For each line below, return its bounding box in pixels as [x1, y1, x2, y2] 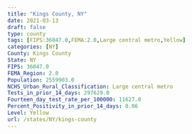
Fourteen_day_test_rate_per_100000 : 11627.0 [7, 96, 142, 104]
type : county [7, 30, 46, 38]
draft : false [7, 23, 46, 30]
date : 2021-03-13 [7, 17, 59, 24]
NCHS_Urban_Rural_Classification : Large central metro [7, 83, 174, 90]
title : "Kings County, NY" [7, 10, 87, 18]
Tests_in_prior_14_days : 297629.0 [7, 89, 110, 96]
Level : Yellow [7, 109, 50, 116]
